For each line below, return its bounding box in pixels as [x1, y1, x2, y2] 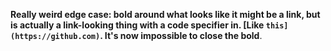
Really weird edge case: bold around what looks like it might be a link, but [10, 9, 321, 20]
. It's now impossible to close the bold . [99, 30, 263, 41]
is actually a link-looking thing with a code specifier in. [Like [10, 19, 265, 31]
